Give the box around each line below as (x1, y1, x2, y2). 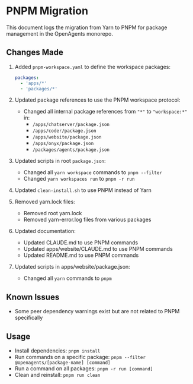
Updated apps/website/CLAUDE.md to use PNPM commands (23, 245, 173, 253)
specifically (14, 314, 43, 322)
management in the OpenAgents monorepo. (6, 30, 114, 37)
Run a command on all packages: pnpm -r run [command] (14, 365, 153, 372)
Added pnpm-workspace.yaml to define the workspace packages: (14, 63, 171, 70)
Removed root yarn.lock (23, 210, 82, 217)
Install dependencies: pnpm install (14, 347, 101, 354)
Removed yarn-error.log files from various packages (23, 216, 152, 224)
